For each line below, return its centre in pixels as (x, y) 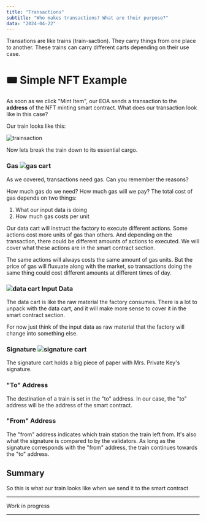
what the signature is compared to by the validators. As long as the (91, 441)
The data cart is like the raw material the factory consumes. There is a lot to (102, 302)
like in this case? (27, 114)
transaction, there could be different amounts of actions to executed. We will (103, 241)
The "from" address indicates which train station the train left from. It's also (101, 434)
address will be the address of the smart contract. (70, 405)
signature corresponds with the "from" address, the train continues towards (102, 447)
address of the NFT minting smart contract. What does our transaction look (102, 108)
